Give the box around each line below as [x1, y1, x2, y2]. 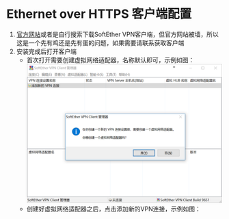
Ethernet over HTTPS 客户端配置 [6, 6, 192, 22]
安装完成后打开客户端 [16, 47, 77, 55]
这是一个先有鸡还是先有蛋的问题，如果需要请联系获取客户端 [16, 38, 185, 47]
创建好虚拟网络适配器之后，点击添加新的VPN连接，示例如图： [26, 205, 201, 213]
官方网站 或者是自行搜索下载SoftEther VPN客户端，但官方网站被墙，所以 [16, 30, 219, 38]
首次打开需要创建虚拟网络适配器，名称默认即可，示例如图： [26, 55, 195, 64]
